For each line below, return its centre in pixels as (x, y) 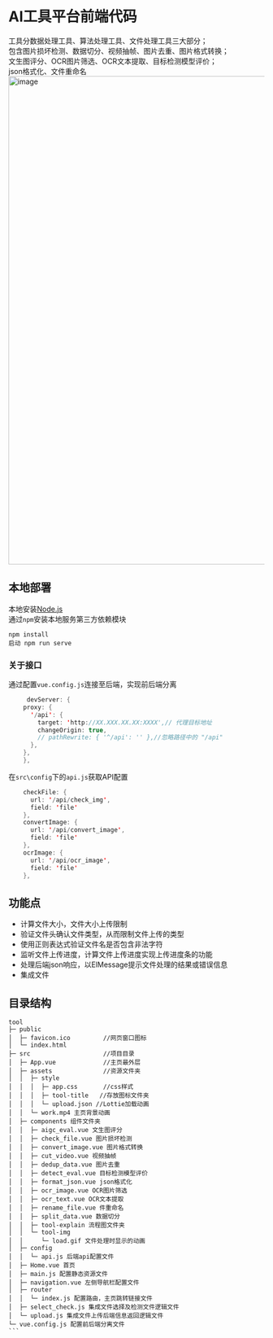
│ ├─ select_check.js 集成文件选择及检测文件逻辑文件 (94, 1307)
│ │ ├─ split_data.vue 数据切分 (64, 1217)
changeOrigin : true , (72, 730)
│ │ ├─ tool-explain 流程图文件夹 (67, 1226)
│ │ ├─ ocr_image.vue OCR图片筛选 (68, 1191)
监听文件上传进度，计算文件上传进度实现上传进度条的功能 (116, 955)
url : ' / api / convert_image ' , (78, 830)
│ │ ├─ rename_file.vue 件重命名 (66, 1208)
